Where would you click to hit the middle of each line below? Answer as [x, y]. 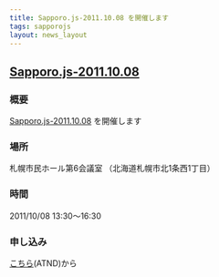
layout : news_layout [49, 35]
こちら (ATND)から [43, 263]
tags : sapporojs [40, 26]
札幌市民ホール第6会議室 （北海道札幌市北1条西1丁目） [113, 169]
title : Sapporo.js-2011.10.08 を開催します [89, 18]
